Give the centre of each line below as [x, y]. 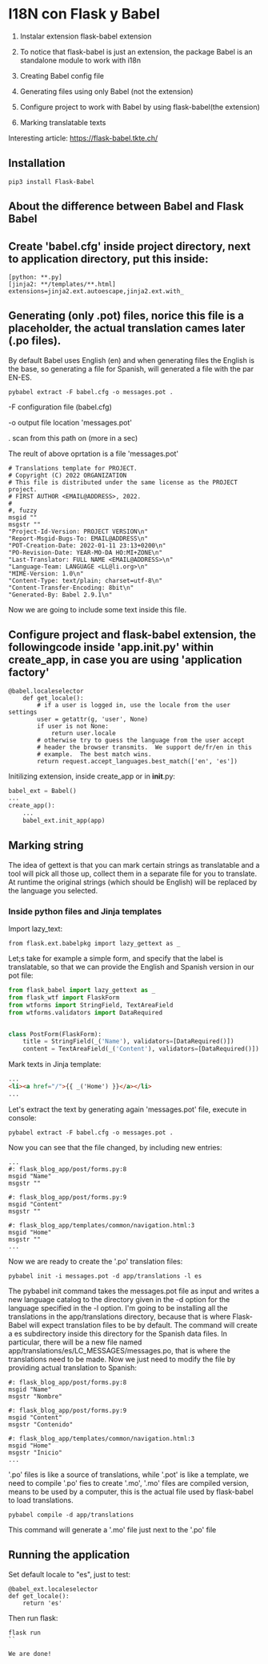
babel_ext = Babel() [43, 791]
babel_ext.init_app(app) [64, 821]
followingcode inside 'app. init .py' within [111, 647]
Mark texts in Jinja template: [55, 1064]
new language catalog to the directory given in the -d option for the [119, 1299]
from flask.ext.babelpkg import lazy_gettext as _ [94, 944]
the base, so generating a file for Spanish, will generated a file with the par [131, 368]
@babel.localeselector [46, 691]
